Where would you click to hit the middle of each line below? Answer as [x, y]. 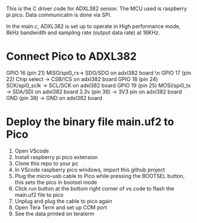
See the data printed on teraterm [54, 214]
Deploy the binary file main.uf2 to [90, 122]
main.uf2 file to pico [39, 195]
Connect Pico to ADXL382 [72, 56]
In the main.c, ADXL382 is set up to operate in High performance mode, [93, 26]
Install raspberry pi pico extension [56, 157]
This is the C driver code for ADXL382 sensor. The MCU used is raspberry [97, 9]
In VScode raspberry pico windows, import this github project [90, 169]
